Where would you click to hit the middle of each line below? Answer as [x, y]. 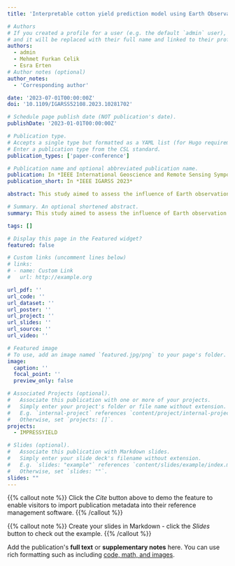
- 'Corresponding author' [51, 85]
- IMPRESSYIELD [36, 433]
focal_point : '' [37, 375]
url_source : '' [29, 329]
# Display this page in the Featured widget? [74, 238]
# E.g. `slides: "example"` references [69, 465]
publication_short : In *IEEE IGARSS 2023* [70, 182]
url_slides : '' [29, 323]
